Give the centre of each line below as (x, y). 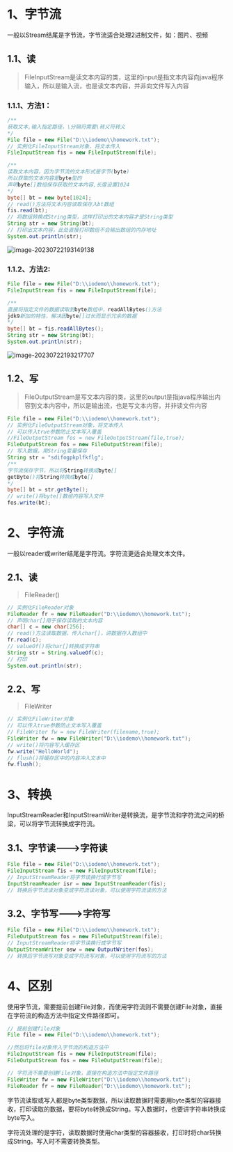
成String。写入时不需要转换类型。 (56, 1141)
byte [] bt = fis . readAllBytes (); (56, 329)
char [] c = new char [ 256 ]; (46, 627)
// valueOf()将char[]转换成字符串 (54, 647)
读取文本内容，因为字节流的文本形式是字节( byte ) (69, 172)
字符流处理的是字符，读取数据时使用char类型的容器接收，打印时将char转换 (114, 1133)
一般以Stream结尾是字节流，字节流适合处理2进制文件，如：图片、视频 (108, 35)
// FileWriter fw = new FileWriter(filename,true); (83, 732)
